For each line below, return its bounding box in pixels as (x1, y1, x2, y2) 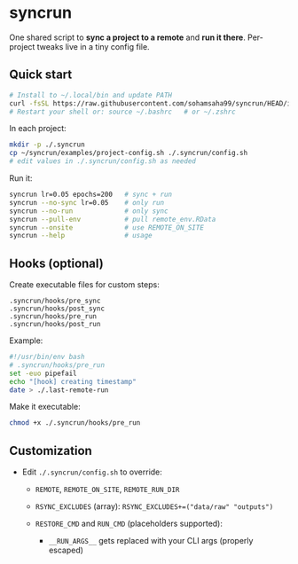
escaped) (48, 544, 84, 556)
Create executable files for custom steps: (9, 279, 160, 290)
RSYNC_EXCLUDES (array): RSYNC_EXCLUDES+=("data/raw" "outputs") (35, 501, 274, 512)
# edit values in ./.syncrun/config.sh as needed (9, 157, 197, 166)
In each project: (9, 123, 67, 134)
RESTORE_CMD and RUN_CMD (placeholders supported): (35, 518, 223, 529)
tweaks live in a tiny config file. (36, 41, 150, 51)
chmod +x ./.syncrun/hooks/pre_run (9, 419, 141, 427)
